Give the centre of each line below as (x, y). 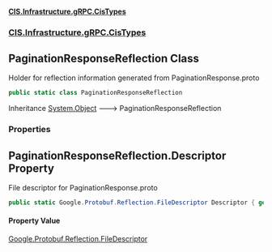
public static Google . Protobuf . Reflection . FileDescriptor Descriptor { (132, 203)
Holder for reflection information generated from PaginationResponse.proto (134, 78)
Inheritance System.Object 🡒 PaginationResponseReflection (115, 109)
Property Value (34, 221)
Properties (30, 130)
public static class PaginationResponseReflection (96, 93)
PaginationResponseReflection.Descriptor (117, 155)
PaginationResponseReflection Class (104, 58)
